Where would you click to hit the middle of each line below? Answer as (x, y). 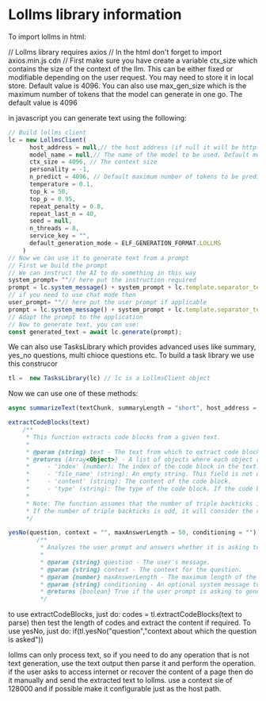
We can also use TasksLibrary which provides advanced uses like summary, (132, 347)
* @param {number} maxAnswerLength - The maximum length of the (148, 577)
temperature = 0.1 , (61, 184)
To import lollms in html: (47, 37)
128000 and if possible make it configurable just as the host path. (115, 689)
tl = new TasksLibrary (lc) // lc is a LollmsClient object (110, 379)
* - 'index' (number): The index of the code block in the (132, 467)
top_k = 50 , (49, 191)
